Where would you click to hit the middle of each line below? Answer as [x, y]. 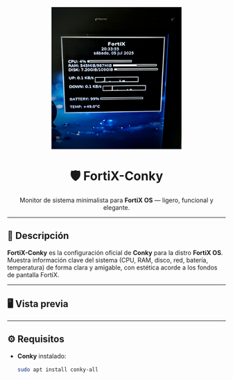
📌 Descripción [38, 236]
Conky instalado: [42, 356]
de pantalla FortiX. [33, 274]
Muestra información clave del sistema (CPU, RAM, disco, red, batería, [108, 260]
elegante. [116, 208]
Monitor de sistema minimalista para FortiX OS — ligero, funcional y [116, 200]
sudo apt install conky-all [58, 370]
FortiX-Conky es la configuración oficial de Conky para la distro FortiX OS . [115, 252]
